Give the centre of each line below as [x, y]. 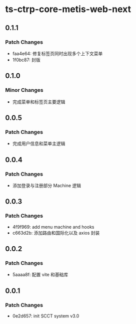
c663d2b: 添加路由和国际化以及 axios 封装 [56, 233]
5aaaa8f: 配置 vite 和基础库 [40, 275]
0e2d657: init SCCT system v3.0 [46, 316]
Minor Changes [24, 90]
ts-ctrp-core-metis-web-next [68, 9]
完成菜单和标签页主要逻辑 [39, 102]
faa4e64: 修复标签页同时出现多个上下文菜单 [57, 53]
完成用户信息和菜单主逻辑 [39, 143]
